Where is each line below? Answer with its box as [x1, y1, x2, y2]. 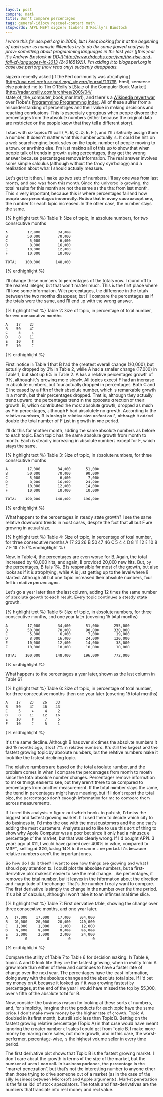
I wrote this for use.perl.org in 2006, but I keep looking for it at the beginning [5, 38, 159, 44]
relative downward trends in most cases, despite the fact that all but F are [5, 520, 152, 526]
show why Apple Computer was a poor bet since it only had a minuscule [5, 831, 150, 836]
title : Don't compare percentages [5, 16, 76, 21]
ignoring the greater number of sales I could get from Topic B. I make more [5, 1026, 155, 1031]
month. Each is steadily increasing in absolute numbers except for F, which [5, 438, 155, 444]
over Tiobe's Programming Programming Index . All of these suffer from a [5, 100, 151, 105]
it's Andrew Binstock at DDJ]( [5, 54, 65, 60]
